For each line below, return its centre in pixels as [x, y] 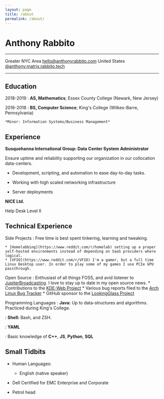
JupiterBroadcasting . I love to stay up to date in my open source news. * [78, 283]
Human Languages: [32, 364]
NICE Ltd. [15, 201]
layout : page [18, 10]
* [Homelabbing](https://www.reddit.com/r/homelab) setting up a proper [81, 247]
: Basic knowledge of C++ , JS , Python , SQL [49, 336]
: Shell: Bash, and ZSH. [28, 317]
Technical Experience [39, 226]
